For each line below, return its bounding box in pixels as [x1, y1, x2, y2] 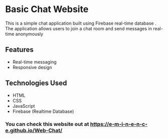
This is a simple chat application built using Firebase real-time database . [5, 20, 157, 26]
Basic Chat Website [5, 4, 89, 15]
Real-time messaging [12, 59, 57, 65]
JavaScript [12, 103, 35, 109]
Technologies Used [5, 79, 67, 88]
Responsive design [12, 64, 52, 70]
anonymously [15, 31, 44, 37]
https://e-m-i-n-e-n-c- [90, 121, 148, 128]
